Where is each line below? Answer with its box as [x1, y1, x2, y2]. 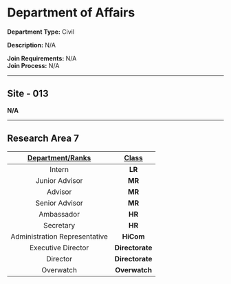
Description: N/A [7, 41, 56, 49]
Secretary [43, 220, 76, 230]
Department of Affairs [7, 5, 135, 21]
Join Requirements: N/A [7, 54, 77, 63]
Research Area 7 [7, 133, 79, 144]
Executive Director [30, 243, 89, 252]
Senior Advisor [35, 198, 84, 208]
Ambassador [38, 209, 80, 219]
